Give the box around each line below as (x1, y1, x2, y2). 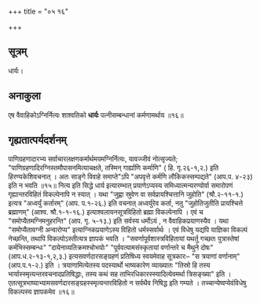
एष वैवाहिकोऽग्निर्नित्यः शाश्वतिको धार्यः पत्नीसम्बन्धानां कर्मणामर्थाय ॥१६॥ (8, 110, 184, 120)
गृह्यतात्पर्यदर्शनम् (8, 134, 67, 147)
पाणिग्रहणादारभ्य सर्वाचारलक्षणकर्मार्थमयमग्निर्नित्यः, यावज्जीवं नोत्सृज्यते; (8, 154, 178, 164)
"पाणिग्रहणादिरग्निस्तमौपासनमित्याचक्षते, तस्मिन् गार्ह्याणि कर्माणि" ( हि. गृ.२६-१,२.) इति (8, 163, 219, 172)
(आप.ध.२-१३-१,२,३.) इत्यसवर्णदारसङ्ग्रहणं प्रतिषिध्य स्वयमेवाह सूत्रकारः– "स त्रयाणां (8, 252, 218, 261)
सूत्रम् (8, 45, 27, 58)
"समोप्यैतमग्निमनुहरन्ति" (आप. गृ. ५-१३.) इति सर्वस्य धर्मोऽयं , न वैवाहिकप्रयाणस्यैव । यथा (8, 216, 229, 226)
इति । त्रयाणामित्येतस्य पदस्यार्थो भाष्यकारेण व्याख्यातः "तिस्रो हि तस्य (44, 261, 211, 270)
